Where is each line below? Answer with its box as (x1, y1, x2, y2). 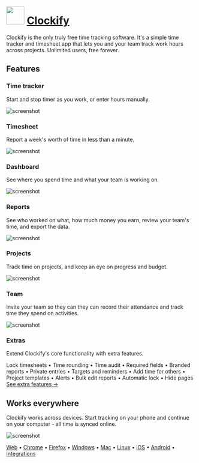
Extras (6, 336, 26, 345)
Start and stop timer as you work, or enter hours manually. (6, 95, 150, 103)
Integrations (6, 450, 36, 458)
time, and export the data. (6, 223, 70, 230)
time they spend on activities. (6, 310, 79, 317)
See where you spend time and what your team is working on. (6, 176, 159, 183)
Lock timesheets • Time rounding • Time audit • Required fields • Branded (6, 362, 191, 369)
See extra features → (6, 381, 59, 388)
